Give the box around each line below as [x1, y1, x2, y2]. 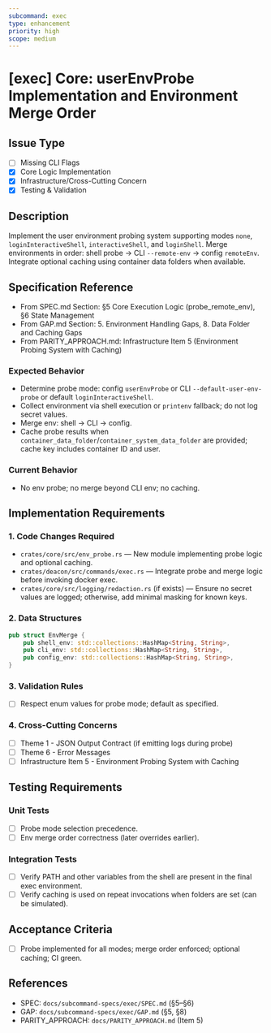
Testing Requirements [8, 780, 123, 794]
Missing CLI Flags [19, 158, 80, 167]
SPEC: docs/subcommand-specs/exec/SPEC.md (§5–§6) [19, 998, 195, 1008]
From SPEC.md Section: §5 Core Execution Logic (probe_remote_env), [19, 302, 256, 312]
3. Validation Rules [8, 681, 84, 691]
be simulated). [19, 899, 69, 909]
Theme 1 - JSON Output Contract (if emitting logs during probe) [19, 738, 234, 748]
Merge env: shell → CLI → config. [19, 418, 132, 428]
